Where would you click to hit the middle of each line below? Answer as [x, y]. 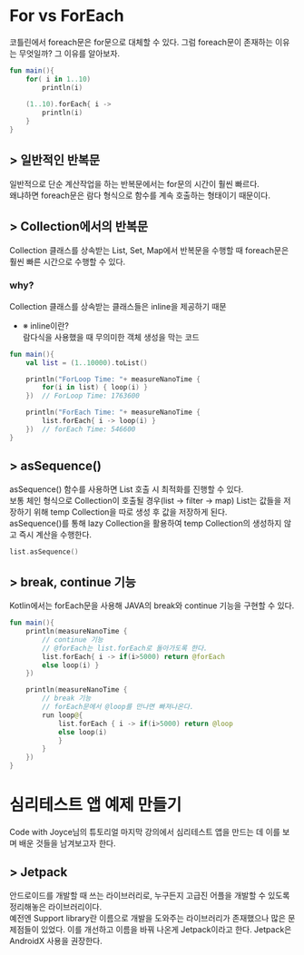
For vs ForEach [67, 16]
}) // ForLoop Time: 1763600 [83, 396]
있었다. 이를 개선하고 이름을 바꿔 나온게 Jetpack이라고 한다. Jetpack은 [166, 929]
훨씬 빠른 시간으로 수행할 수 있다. [68, 261]
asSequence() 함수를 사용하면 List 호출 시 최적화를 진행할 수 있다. [127, 489]
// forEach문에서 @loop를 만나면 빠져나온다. [118, 707]
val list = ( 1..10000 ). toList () [87, 363]
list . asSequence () [44, 551]
